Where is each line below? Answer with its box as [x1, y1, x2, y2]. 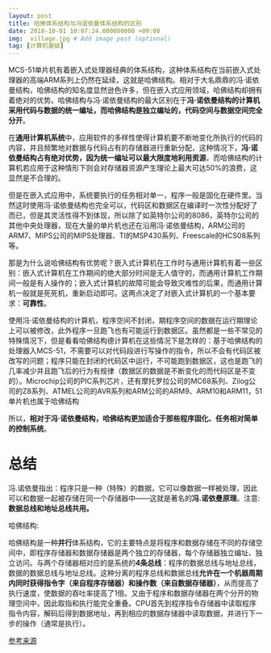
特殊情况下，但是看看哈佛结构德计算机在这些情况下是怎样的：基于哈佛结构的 [8, 336, 263, 346]
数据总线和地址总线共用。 [8, 503, 94, 513]
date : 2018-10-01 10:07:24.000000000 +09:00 [8, 27, 161, 35]
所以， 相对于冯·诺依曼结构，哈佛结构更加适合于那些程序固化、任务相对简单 [8, 414, 258, 423]
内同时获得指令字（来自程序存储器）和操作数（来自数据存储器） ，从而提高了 [8, 579, 260, 588]
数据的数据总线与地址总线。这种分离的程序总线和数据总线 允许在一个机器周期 [8, 568, 263, 578]
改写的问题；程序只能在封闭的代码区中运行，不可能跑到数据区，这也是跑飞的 [8, 356, 263, 366]
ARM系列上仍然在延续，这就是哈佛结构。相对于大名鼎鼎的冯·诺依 [43, 75, 260, 85]
